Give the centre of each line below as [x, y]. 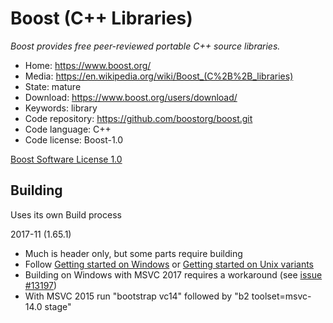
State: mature [53, 86]
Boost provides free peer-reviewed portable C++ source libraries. [145, 46]
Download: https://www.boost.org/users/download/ [131, 97]
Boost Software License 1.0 [66, 159]
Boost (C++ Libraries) [101, 18]
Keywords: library [61, 108]
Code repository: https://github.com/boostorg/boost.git [138, 118]
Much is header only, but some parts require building [133, 253]
